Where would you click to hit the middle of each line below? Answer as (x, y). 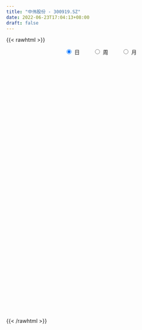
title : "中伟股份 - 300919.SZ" (43, 12)
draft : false (22, 23)
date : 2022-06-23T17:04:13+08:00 (48, 17)
